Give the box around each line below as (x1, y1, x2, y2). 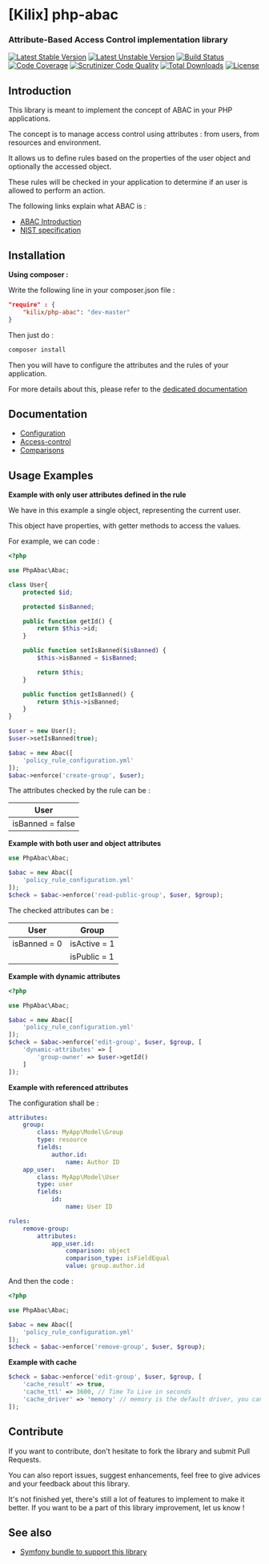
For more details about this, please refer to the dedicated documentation (8, 384, 248, 394)
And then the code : (8, 1277, 74, 1286)
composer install (8, 346, 66, 354)
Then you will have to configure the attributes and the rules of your (8, 360, 229, 370)
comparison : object (65, 1247, 130, 1255)
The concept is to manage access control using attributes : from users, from (8, 130, 260, 139)
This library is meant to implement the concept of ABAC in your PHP (8, 106, 233, 115)
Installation (8, 248, 66, 262)
